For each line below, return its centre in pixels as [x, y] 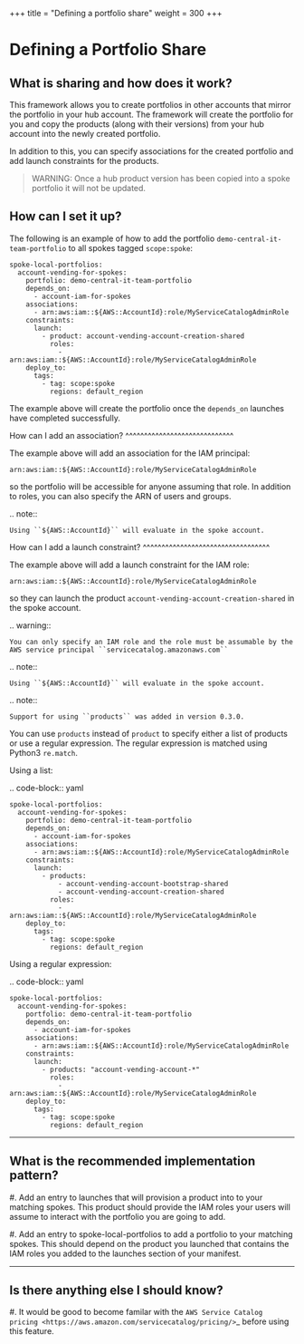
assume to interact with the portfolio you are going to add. [118, 1216]
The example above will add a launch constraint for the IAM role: [129, 565]
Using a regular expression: [61, 963]
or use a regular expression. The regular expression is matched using [138, 743]
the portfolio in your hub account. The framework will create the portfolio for [152, 114]
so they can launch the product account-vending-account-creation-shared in [152, 598]
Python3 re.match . [44, 752]
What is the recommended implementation [133, 1161]
